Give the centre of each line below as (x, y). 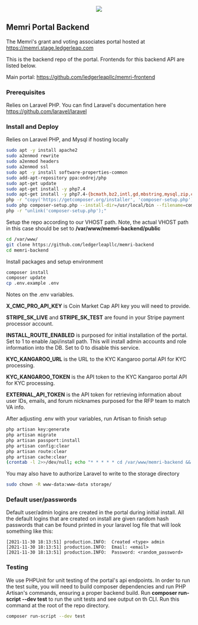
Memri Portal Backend (48, 27)
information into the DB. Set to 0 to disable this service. (73, 348)
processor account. (30, 324)
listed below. (22, 66)
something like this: (30, 531)
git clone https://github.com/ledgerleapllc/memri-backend (80, 245)
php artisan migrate (32, 435)
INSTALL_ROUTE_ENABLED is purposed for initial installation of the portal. (97, 335)
